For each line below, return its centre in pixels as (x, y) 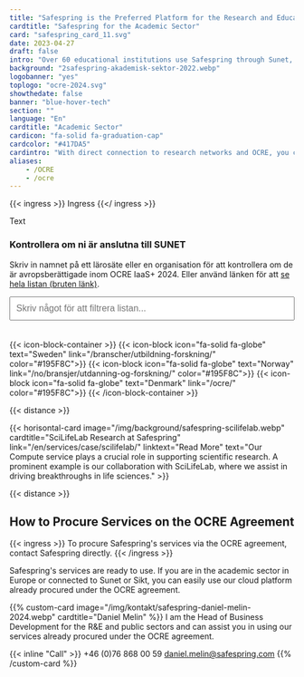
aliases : (26, 161)
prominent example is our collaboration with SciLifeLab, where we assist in (148, 466)
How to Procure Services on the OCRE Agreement (152, 522)
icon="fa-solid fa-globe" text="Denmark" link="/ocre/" (134, 382)
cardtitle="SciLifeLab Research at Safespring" (95, 437)
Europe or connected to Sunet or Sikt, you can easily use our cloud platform (151, 580)
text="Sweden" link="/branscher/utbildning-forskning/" (113, 353)
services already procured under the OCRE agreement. (112, 636)
